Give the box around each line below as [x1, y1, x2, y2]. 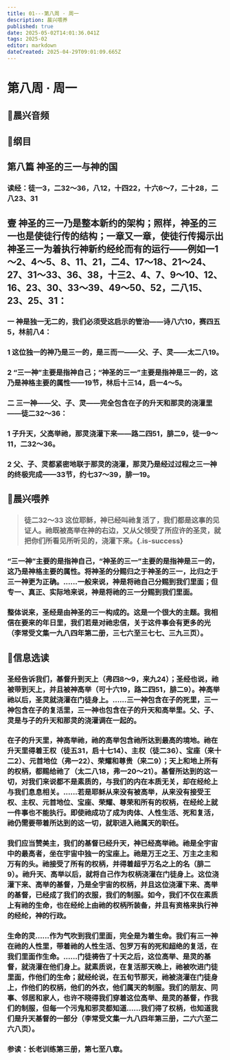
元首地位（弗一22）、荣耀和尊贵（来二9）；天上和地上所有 [29, 756, 218, 766]
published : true [7, 23, 54, 30]
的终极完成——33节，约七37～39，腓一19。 [7, 470, 154, 480]
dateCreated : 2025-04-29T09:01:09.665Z [7, 49, 122, 56]
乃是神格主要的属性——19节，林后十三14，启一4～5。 [7, 378, 187, 388]
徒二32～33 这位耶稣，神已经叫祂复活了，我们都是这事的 [23, 516, 213, 525]
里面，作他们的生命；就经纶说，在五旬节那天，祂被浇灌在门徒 [7, 972, 211, 982]
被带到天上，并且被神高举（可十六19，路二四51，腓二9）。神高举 [7, 684, 220, 694]
